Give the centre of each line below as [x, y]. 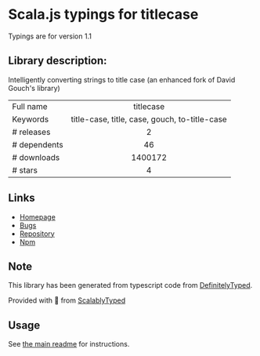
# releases [31, 132]
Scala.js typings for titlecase [103, 15]
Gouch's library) [34, 88]
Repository [37, 234]
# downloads [36, 157]
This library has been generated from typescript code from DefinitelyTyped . [130, 285]
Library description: [58, 61]
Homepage [38, 216]
